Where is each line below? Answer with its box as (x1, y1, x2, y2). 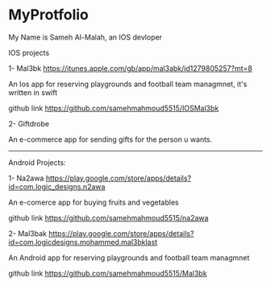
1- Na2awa (8, 173, 44, 183)
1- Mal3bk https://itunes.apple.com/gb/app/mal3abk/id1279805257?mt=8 (8, 63, 252, 73)
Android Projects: (8, 157, 66, 167)
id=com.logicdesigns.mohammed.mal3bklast (8, 237, 158, 247)
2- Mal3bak (8, 228, 47, 238)
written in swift (8, 87, 58, 97)
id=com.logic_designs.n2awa (8, 181, 106, 191)
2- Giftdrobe (8, 118, 50, 128)
